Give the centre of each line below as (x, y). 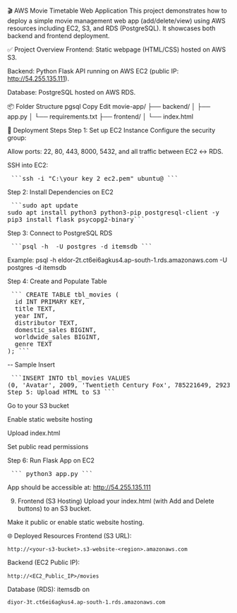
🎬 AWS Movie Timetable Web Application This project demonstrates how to (117, 11)
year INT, (31, 316)
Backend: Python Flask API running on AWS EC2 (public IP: (93, 71)
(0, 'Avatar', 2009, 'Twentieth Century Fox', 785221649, (110, 385)
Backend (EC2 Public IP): (43, 562)
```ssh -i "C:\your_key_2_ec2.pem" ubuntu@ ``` (95, 178)
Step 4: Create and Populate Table (57, 281)
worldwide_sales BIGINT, (57, 337)
